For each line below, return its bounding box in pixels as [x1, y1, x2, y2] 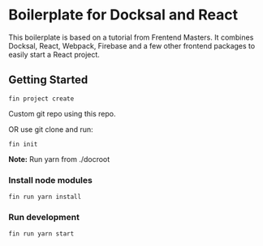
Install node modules [8, 174, 93, 185]
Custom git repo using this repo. [8, 108, 116, 118]
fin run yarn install [8, 193, 82, 201]
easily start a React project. [8, 49, 100, 59]
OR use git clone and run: [8, 124, 93, 134]
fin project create [8, 95, 75, 103]
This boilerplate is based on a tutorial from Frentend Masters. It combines [8, 32, 254, 42]
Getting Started [8, 73, 88, 87]
